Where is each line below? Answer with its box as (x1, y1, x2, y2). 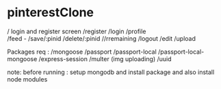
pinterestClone (7, 5, 94, 20)
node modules (7, 75, 48, 83)
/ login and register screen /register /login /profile (7, 27, 146, 35)
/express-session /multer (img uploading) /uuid (38, 54, 172, 63)
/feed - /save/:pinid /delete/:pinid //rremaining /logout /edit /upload (7, 34, 196, 42)
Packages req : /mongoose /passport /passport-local (7, 48, 157, 56)
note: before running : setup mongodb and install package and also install (7, 68, 215, 76)
